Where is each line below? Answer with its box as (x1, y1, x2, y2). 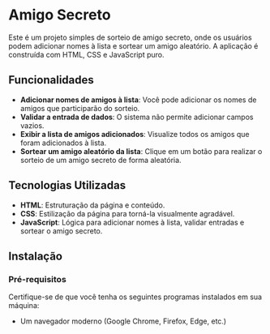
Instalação (8, 249, 63, 263)
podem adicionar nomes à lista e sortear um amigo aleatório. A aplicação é (8, 41, 259, 50)
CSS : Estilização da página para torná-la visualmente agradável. (19, 208, 235, 218)
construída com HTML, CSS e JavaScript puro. (8, 49, 165, 59)
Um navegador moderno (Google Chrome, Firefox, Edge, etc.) (19, 316, 227, 326)
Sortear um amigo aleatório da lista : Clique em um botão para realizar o (19, 146, 263, 156)
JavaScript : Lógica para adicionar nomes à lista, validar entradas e (19, 217, 245, 227)
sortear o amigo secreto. (19, 225, 103, 236)
